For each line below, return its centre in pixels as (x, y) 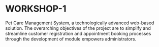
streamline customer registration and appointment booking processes (78, 33)
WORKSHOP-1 (36, 9)
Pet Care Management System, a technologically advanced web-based (80, 23)
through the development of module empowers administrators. (71, 39)
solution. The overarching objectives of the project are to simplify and (78, 28)
